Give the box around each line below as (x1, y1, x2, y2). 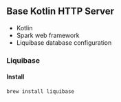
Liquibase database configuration (16, 38, 112, 47)
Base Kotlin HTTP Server (6, 6, 115, 17)
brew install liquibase (6, 88, 75, 95)
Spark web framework (16, 31, 80, 39)
